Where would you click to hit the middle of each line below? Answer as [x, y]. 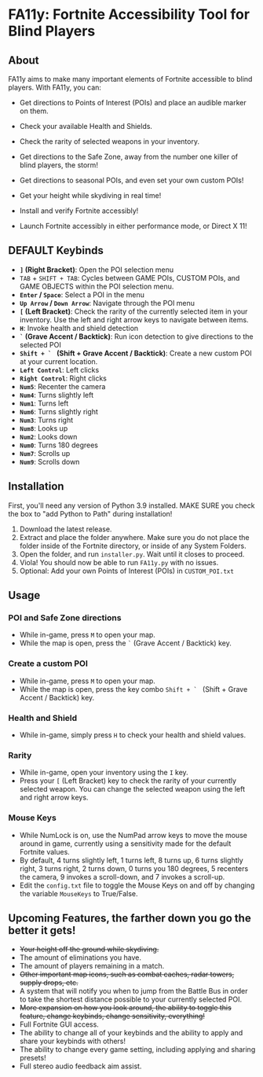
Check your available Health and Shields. [86, 126]
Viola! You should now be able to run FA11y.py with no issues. [119, 562]
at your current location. [58, 361]
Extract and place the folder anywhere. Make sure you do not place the [134, 537]
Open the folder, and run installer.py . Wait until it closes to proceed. [132, 554]
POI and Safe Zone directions [65, 617]
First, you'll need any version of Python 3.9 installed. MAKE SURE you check [131, 505]
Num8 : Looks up [44, 428]
